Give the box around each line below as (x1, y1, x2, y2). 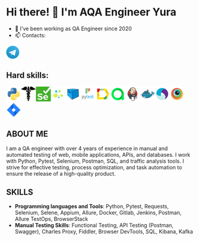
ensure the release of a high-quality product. (6, 170, 116, 177)
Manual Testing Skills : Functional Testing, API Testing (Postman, (14, 222, 174, 229)
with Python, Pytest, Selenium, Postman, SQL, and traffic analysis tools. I (6, 157, 184, 164)
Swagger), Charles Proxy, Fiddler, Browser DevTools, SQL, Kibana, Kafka (14, 228, 193, 235)
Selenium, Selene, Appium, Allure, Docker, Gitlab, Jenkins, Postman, (14, 209, 182, 216)
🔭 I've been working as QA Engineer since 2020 (14, 25, 132, 32)
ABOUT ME (6, 129, 49, 139)
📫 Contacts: (14, 31, 46, 39)
